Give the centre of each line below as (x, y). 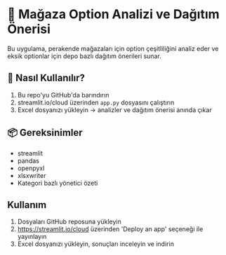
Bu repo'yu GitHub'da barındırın (63, 95)
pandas (28, 160)
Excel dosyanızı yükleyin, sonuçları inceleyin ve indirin (95, 244)
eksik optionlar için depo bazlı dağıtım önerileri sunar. (84, 56)
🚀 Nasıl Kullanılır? (46, 78)
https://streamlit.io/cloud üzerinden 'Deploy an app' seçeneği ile (110, 229)
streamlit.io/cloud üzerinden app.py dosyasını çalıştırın (96, 102)
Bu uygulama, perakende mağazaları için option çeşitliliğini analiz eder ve (113, 48)
